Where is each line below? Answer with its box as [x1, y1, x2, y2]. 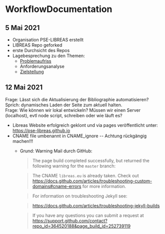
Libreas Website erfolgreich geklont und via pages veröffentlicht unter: [12, 122, 158, 128]
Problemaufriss [19, 58, 51, 64]
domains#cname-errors [32, 183, 81, 189]
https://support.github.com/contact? [32, 217, 107, 223]
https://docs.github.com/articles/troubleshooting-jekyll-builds [32, 202, 160, 208]
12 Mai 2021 [5, 83, 43, 92]
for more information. [82, 183, 126, 189]
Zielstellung [19, 69, 44, 75]
